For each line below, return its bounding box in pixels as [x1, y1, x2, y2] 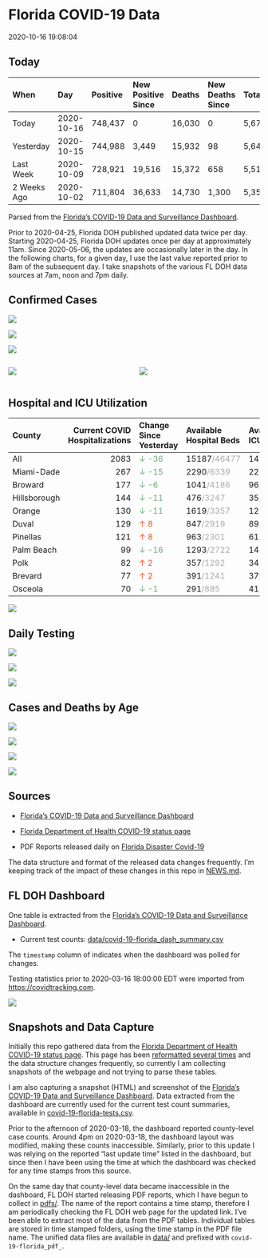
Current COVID [73, 425, 132, 436]
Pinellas [12, 531, 42, 543]
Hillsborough [12, 492, 61, 503]
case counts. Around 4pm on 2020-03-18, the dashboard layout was [8, 1132, 235, 1142]
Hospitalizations [67, 435, 132, 446]
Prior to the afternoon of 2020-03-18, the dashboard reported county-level [8, 1124, 254, 1133]
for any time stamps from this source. [8, 1166, 132, 1176]
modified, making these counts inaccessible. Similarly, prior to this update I [8, 1140, 255, 1150]
